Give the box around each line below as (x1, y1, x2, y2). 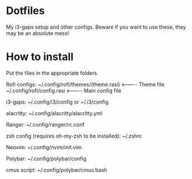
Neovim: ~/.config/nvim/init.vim (6, 143, 82, 150)
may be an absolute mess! (6, 29, 69, 36)
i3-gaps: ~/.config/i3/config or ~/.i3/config (6, 98, 109, 105)
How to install (6, 50, 74, 64)
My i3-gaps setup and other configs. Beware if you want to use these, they (6, 23, 186, 30)
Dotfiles (6, 4, 45, 18)
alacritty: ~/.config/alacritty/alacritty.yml (6, 109, 103, 116)
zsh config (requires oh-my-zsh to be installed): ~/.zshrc (6, 132, 142, 139)
